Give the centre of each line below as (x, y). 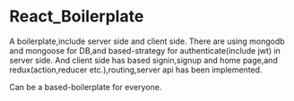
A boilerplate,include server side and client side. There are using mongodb (147, 41)
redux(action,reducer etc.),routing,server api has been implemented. (136, 70)
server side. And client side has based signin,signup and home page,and (143, 60)
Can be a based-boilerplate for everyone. (86, 87)
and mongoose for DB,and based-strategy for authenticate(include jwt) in (145, 50)
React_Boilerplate (77, 17)
